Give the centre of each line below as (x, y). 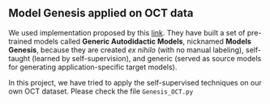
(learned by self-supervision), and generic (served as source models (147, 58)
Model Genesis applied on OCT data (101, 13)
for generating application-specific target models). (93, 67)
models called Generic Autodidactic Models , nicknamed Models (142, 41)
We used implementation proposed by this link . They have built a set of (127, 32)
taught (19, 58)
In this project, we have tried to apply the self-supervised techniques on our (135, 82)
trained (20, 41)
